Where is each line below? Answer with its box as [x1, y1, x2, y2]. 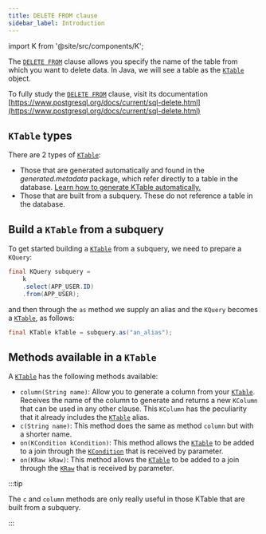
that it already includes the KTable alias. [19, 413, 150, 422]
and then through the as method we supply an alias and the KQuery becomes [8, 304, 259, 314]
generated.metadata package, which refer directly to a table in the [19, 174, 239, 184]
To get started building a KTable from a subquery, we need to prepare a [8, 244, 242, 254]
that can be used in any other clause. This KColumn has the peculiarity [19, 404, 247, 413]
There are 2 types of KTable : [8, 150, 101, 160]
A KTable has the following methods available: [8, 372, 158, 382]
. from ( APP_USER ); [22, 290, 80, 298]
